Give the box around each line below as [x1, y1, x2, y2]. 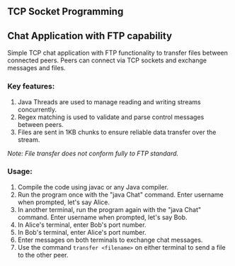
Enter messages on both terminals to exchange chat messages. [17, 235, 203, 244]
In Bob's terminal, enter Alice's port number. [17, 228, 147, 236]
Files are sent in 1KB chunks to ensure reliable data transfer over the [17, 128, 217, 136]
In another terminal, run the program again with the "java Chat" [17, 205, 202, 214]
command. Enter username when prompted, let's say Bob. [17, 213, 188, 221]
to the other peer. [17, 250, 69, 259]
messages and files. [7, 64, 66, 72]
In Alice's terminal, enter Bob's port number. [17, 220, 147, 229]
